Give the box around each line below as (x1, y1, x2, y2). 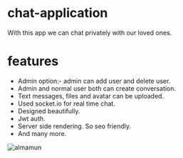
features (7, 53, 59, 69)
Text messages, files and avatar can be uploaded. (17, 91, 164, 100)
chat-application (7, 5, 108, 21)
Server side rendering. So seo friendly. (17, 122, 132, 130)
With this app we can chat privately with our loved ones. (7, 28, 172, 37)
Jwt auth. (17, 114, 46, 123)
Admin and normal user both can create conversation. (17, 84, 177, 93)
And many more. (17, 129, 67, 137)
